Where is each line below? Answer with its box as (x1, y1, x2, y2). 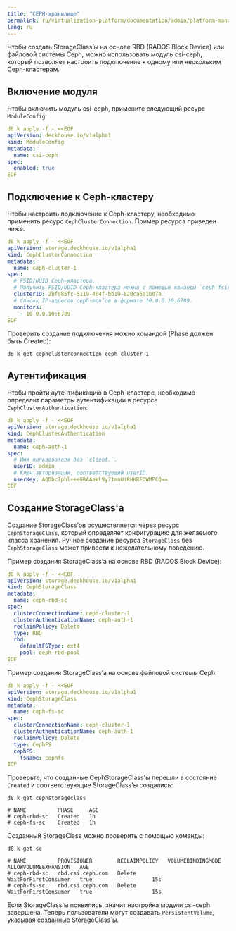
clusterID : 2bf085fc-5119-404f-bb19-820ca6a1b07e (13, 290, 162, 297)
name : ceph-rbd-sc (13, 597, 68, 604)
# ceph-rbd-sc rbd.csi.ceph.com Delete (7, 870, 137, 877)
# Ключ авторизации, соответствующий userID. (13, 469, 150, 476)
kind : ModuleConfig (7, 138, 65, 145)
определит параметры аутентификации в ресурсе (7, 396, 158, 405)
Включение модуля (7, 85, 98, 97)
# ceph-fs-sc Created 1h (7, 819, 96, 827)
